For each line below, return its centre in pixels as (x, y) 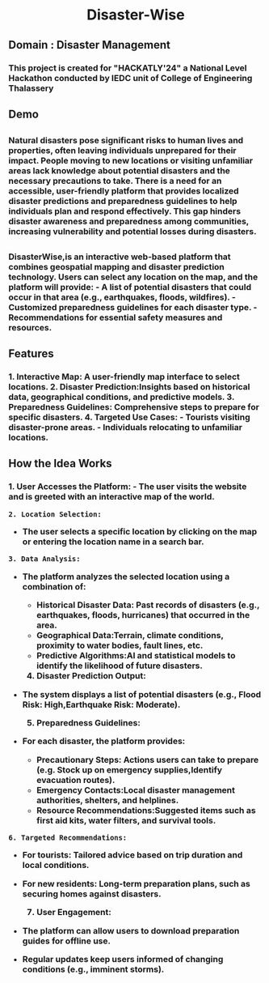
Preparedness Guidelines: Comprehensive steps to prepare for (134, 406)
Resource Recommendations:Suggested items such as (146, 810)
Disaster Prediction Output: (91, 676)
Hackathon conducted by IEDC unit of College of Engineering (130, 78)
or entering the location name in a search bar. (113, 542)
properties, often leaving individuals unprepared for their (122, 151)
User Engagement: (74, 913)
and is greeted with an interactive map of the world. (112, 497)
